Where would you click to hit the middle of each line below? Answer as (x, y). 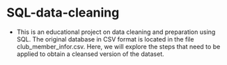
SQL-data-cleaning (63, 13)
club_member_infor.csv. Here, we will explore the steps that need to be (118, 46)
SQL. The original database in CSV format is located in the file (105, 39)
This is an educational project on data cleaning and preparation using (116, 32)
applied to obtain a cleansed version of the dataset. (90, 54)
